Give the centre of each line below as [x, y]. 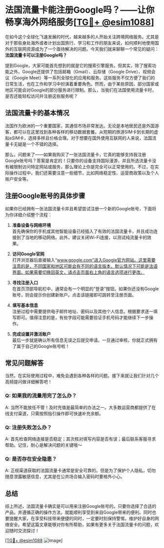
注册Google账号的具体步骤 [45, 196]
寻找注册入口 [25, 282]
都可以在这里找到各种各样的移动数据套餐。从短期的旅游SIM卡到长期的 [84, 132]
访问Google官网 [28, 254]
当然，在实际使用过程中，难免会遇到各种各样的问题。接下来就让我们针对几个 [82, 376]
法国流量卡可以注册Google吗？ [36, 55]
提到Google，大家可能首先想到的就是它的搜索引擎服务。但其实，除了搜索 [79, 65]
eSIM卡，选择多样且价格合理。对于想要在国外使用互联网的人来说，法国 [81, 138]
